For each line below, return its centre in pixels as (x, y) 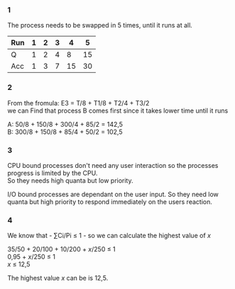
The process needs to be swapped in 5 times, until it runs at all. (100, 25)
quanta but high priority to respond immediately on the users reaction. (110, 202)
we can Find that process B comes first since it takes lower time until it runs (118, 110)
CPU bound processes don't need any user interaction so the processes (113, 165)
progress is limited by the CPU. (53, 173)
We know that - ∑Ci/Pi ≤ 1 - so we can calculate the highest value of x (109, 236)
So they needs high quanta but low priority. (70, 180)
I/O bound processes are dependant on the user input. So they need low (113, 194)
